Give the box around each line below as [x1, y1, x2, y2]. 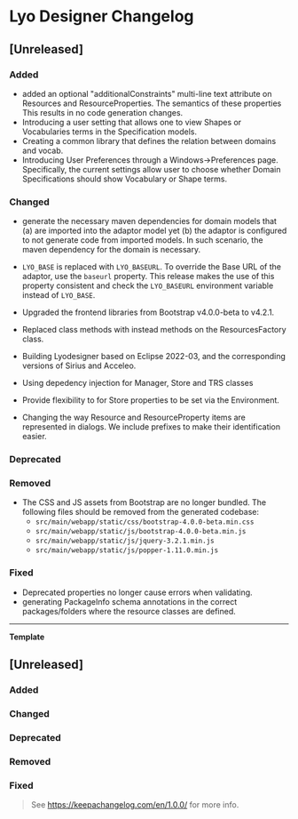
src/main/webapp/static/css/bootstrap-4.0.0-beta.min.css [35, 518, 255, 526]
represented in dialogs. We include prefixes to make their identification [21, 422, 281, 432]
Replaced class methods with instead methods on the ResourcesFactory [21, 325, 286, 335]
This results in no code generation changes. [21, 107, 184, 117]
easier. [21, 431, 47, 442]
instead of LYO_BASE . [21, 290, 96, 301]
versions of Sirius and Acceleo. [21, 360, 137, 371]
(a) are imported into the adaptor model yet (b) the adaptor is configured [21, 225, 287, 237]
